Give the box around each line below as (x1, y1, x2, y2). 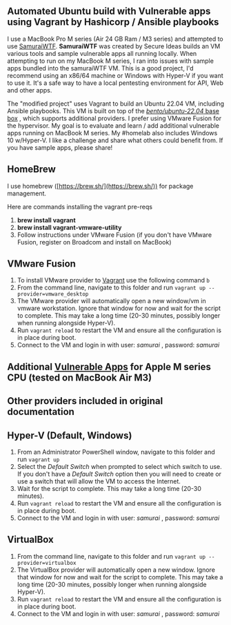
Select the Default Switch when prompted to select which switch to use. (17, 463, 222, 471)
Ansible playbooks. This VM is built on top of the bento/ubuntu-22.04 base (7, 106, 219, 115)
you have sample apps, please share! (7, 143, 113, 151)
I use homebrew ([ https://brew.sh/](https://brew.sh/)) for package (7, 182, 194, 190)
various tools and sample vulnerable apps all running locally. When (7, 49, 197, 57)
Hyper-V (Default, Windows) (7, 430, 132, 441)
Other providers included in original (7, 395, 163, 407)
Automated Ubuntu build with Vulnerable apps (7, 6, 211, 17)
